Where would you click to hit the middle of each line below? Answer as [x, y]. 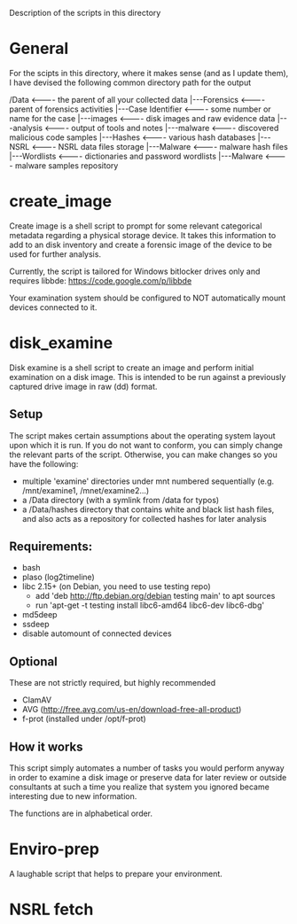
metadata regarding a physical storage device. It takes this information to [143, 235]
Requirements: [51, 547]
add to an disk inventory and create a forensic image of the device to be [141, 245]
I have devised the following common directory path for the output [130, 82]
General [39, 49]
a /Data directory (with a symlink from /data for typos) [121, 500]
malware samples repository [66, 165]
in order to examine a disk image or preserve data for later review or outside [148, 778]
